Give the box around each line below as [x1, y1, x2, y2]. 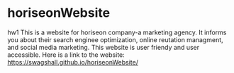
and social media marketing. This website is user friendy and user [7, 43, 200, 51]
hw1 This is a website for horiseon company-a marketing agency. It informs [7, 28, 227, 36]
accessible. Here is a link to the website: [7, 51, 126, 59]
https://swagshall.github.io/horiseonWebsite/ [7, 58, 138, 66]
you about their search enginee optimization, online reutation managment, [7, 35, 223, 44]
